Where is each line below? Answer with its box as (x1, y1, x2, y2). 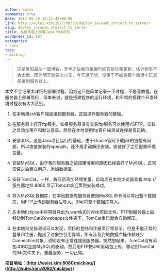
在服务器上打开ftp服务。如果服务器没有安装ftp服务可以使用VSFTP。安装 (12, 121, 156, 127)
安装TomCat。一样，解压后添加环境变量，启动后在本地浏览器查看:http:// (12, 177, 156, 182)
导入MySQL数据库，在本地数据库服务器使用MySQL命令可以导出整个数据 (12, 193, 157, 199)
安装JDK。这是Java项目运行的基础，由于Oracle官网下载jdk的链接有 (12, 138, 147, 144)
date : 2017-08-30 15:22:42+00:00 (5, 16, 73, 21)
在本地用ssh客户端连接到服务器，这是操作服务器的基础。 (12, 111, 126, 117)
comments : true (5, 12, 36, 16)
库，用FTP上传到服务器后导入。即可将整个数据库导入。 (12, 199, 123, 205)
